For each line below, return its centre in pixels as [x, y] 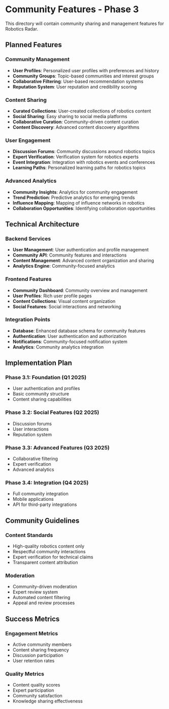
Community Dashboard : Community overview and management [80, 290]
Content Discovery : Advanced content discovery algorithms [76, 127]
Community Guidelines [42, 520]
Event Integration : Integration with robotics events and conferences [84, 162]
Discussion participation [38, 656]
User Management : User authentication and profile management [80, 250]
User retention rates [33, 661]
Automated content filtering [41, 598]
